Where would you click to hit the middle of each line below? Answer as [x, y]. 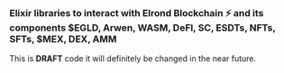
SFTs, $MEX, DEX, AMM [63, 39]
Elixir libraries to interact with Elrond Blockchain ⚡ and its [137, 13]
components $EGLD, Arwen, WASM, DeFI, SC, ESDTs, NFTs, [142, 27]
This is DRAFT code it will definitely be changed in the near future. [133, 59]
